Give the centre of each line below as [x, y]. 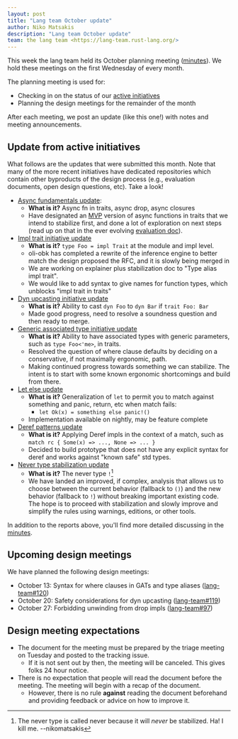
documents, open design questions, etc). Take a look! [86, 186]
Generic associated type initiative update [77, 328]
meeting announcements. [45, 124]
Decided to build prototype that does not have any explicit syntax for [128, 449]
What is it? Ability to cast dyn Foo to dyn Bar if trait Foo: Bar [118, 306]
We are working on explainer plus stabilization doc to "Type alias [123, 268]
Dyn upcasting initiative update [63, 298]
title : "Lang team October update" [60, 21]
